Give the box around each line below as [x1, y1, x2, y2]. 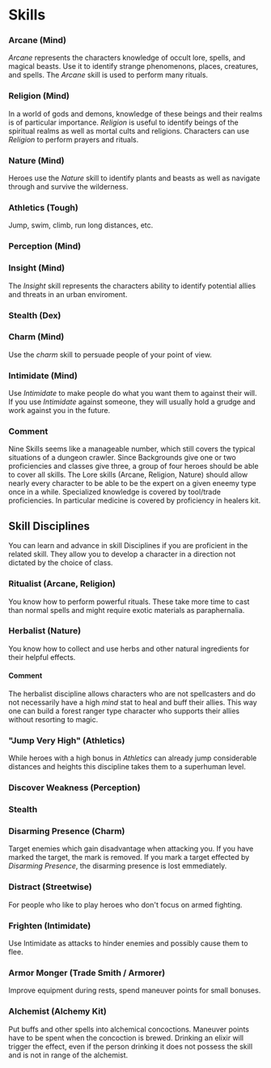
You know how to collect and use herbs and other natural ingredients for [8, 644, 249, 653]
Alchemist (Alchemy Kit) [8, 1006, 107, 1017]
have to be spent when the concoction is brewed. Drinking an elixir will [8, 1032, 244, 1042]
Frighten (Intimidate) [8, 920, 91, 931]
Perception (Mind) [8, 240, 82, 252]
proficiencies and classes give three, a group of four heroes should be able [8, 462, 259, 471]
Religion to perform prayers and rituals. [8, 134, 139, 144]
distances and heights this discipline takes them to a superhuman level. [8, 762, 247, 772]
